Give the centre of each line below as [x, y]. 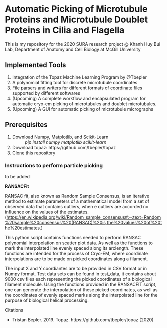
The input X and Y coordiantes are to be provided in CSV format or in [76, 268]
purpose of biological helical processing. [47, 300]
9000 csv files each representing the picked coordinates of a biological [79, 279]
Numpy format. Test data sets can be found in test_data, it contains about [81, 274]
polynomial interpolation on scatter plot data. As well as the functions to [79, 243]
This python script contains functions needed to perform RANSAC [73, 237]
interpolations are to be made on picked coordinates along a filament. [77, 259]
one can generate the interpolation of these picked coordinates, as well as [81, 290]
